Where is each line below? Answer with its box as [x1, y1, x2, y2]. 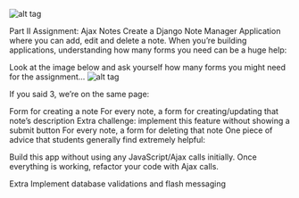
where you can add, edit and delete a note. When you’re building [9, 36, 247, 45]
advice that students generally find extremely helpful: [9, 135, 205, 144]
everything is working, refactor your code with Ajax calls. [9, 161, 219, 171]
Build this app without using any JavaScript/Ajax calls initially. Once [9, 152, 257, 162]
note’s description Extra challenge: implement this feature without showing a [9, 116, 290, 126]
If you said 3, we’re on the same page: [9, 89, 150, 99]
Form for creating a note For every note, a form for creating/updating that [9, 106, 279, 116]
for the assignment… [9, 71, 86, 82]
